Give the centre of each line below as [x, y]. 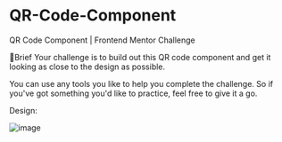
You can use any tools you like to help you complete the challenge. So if [141, 83]
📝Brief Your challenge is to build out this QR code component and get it [140, 57]
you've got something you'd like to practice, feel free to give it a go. [133, 93]
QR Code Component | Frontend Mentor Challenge [103, 40]
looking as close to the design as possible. [87, 67]
